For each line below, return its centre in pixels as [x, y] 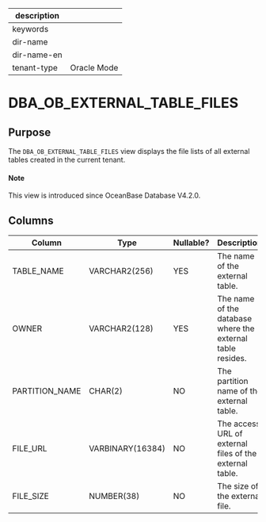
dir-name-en [38, 55]
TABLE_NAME [38, 271]
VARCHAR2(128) [121, 328]
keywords [30, 29]
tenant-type [35, 68]
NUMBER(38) [114, 497]
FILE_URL [30, 449]
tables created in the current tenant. [67, 159]
